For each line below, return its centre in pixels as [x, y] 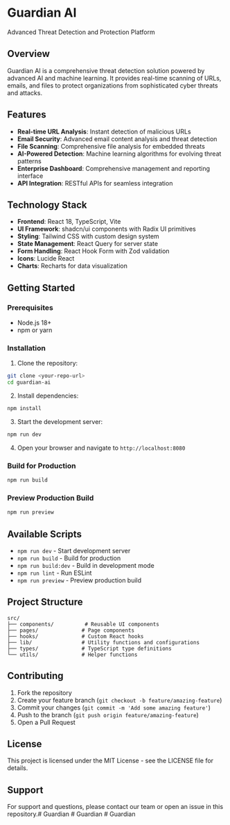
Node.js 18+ [34, 323]
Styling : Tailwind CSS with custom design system [88, 236]
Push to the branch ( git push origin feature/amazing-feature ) [108, 714]
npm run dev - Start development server [74, 551]
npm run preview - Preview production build [79, 580]
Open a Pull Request [46, 722]
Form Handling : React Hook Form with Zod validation [93, 251]
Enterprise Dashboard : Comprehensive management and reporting [113, 168]
